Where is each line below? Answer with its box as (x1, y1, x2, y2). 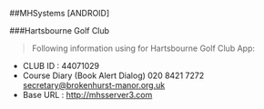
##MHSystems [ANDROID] (9, 8, 110, 18)
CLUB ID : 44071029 (22, 61, 100, 71)
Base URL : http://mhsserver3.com (22, 90, 153, 100)
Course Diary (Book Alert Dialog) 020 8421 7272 (22, 70, 205, 81)
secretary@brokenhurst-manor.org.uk (22, 80, 166, 90)
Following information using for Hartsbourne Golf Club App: (31, 43, 255, 54)
